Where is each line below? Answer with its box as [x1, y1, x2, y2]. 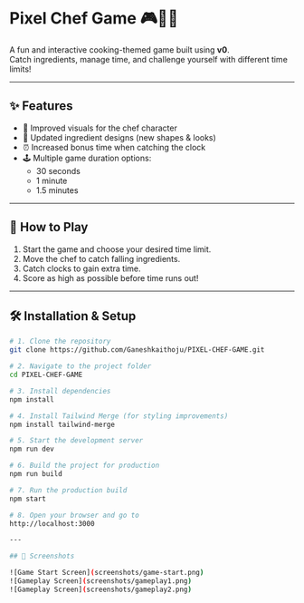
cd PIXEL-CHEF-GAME [9, 370, 83, 379]
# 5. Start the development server [9, 436, 144, 445]
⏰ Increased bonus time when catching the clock [22, 141, 206, 152]
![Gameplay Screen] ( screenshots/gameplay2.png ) [9, 585, 193, 594]
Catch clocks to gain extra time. [22, 263, 141, 274]
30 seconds [35, 165, 81, 176]
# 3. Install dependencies [9, 386, 111, 395]
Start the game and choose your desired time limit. [22, 243, 212, 255]
